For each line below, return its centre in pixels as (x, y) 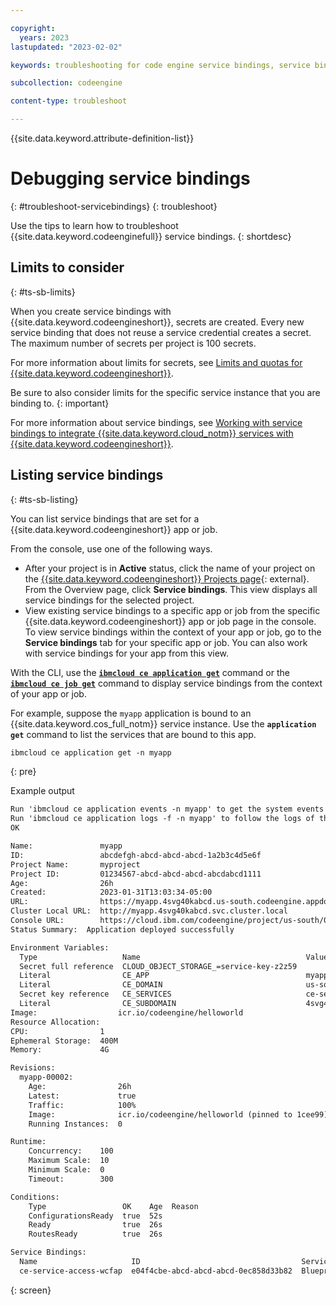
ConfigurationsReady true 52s (95, 1216)
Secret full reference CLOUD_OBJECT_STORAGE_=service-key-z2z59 (158, 966)
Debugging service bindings (130, 178)
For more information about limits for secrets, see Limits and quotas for (156, 362)
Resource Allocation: (55, 1022)
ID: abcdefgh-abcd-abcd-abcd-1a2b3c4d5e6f (136, 855)
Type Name (80, 957)
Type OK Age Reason (113, 1206)
